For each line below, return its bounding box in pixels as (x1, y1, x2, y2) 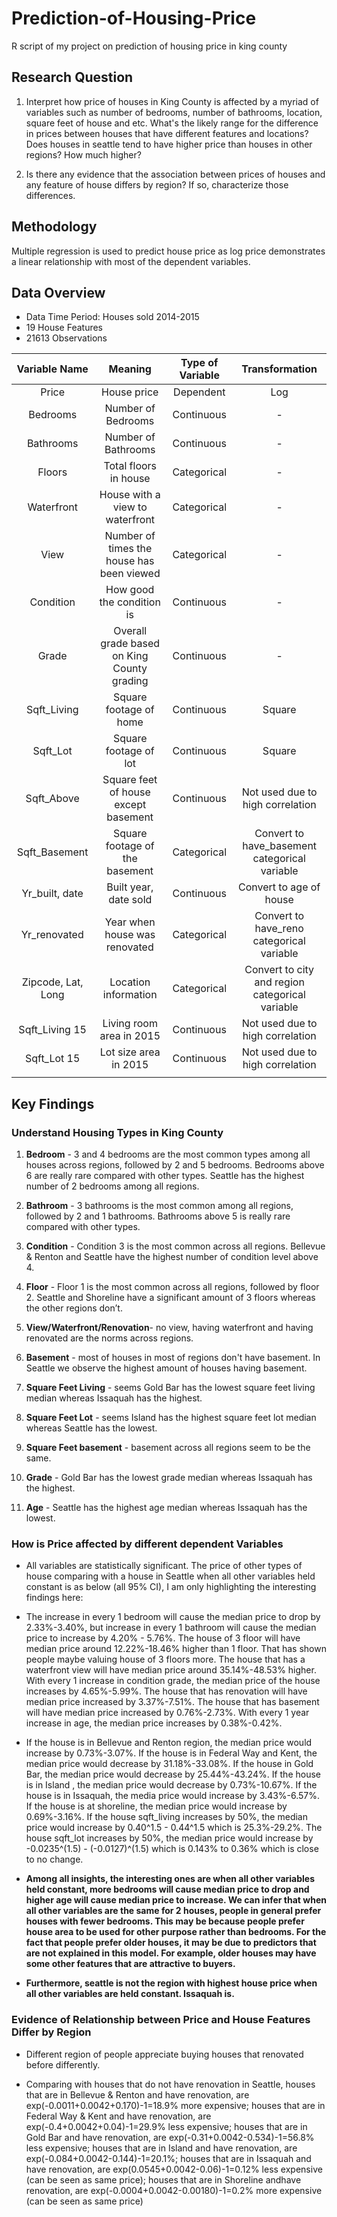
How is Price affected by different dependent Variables (11, 1537, 284, 1551)
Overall (113, 624, 148, 638)
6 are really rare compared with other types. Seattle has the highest (25, 1170, 305, 1182)
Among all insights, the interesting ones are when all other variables (25, 1873, 316, 1885)
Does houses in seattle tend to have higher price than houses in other (25, 138, 313, 150)
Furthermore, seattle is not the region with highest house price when (25, 1977, 318, 1989)
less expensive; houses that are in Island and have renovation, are (25, 2142, 298, 2154)
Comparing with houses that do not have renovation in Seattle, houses (25, 2078, 316, 2090)
